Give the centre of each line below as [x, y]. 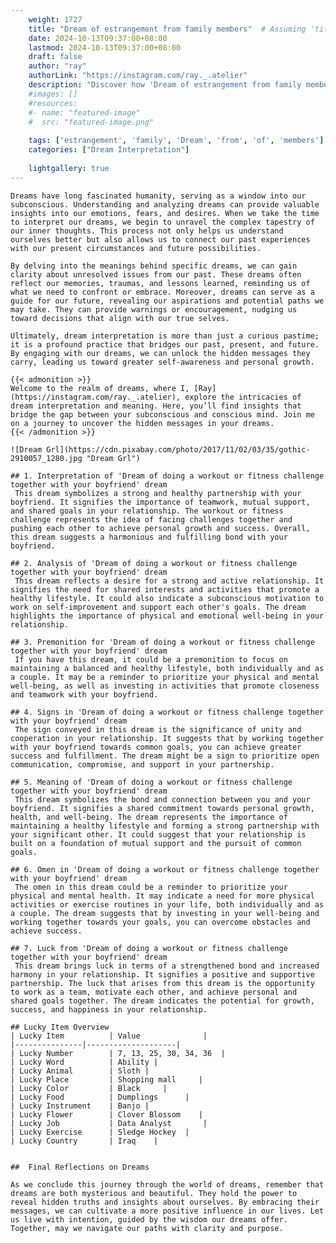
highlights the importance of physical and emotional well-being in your [167, 616]
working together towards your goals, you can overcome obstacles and [160, 922]
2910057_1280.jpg [46, 458]
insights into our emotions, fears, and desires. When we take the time [165, 213]
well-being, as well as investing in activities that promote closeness [165, 686]
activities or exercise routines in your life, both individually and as [167, 904]
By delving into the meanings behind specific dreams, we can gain [154, 266]
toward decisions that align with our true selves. [120, 318]
